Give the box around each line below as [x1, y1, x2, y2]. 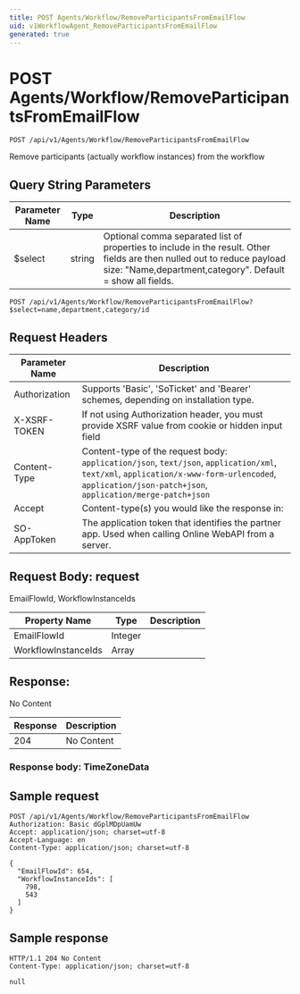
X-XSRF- [13, 413, 54, 425]
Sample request [9, 788, 100, 804]
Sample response [9, 931, 109, 946]
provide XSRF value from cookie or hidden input [81, 419, 283, 432]
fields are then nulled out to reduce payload [103, 252, 287, 265]
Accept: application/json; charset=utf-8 [9, 828, 166, 837]
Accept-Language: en [9, 836, 87, 845]
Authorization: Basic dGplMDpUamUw [9, 820, 142, 830]
